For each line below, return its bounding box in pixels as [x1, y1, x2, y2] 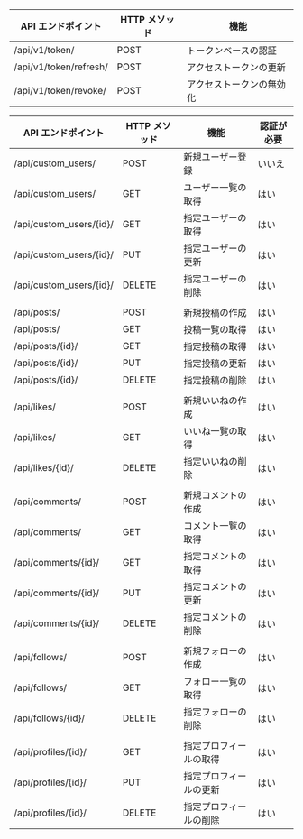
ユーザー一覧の [183, 181, 247, 193]
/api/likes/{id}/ [14, 462, 74, 474]
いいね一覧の [183, 425, 238, 437]
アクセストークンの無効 [186, 78, 287, 90]
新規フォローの [183, 645, 247, 657]
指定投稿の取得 [183, 340, 247, 353]
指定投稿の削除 [183, 374, 247, 386]
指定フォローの [183, 705, 247, 718]
